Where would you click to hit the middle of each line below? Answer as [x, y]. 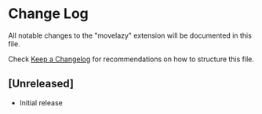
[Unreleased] [41, 84]
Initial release [41, 102]
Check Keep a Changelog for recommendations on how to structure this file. [131, 59]
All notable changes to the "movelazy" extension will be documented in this [130, 35]
